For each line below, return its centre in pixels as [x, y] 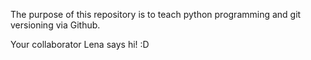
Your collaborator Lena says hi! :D [80, 44]
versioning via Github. [55, 25]
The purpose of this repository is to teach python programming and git [156, 14]
